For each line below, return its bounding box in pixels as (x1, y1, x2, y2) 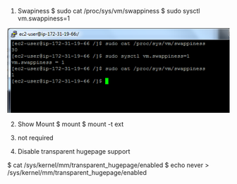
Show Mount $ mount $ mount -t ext (17, 120, 124, 128)
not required (17, 133, 54, 142)
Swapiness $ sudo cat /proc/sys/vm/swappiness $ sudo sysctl (17, 7, 200, 15)
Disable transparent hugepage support (17, 147, 130, 155)
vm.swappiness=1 (17, 14, 71, 23)
